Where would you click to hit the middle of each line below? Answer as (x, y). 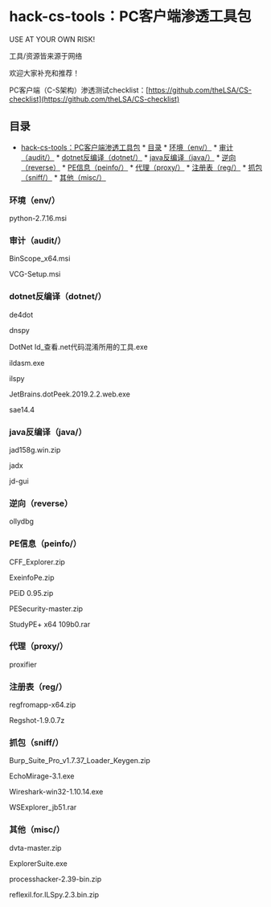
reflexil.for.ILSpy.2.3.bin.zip (54, 894)
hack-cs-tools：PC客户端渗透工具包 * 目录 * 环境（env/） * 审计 (127, 147)
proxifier (23, 664)
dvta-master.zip (35, 847)
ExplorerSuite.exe (38, 863)
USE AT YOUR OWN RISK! (52, 39)
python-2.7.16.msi (38, 219)
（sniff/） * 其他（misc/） (64, 177)
